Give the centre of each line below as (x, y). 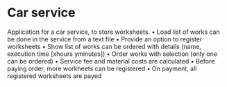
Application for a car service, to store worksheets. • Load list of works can (113, 32)
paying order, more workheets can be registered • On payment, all (102, 68)
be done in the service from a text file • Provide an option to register (105, 39)
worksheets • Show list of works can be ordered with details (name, (104, 46)
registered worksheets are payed (54, 76)
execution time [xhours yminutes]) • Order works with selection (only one (112, 54)
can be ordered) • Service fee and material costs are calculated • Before (111, 61)
